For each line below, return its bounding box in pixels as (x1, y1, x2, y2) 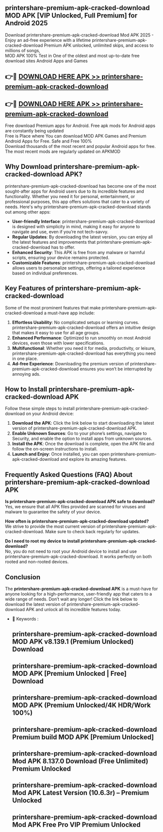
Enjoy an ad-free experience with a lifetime (5, 37, 91, 43)
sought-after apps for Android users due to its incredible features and (5, 188, 144, 194)
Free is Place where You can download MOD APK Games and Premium (5, 133, 147, 139)
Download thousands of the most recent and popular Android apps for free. (5, 144, 156, 149)
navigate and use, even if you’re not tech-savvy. (12, 229, 109, 235)
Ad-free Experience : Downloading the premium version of (12, 361, 130, 366)
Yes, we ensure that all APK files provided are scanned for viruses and (5, 504, 146, 510)
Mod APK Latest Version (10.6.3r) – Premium (12, 789, 149, 797)
